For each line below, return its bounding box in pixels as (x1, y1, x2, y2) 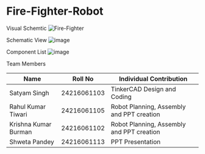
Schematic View (6, 36, 47, 43)
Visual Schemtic (6, 24, 47, 32)
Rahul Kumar (9, 102, 46, 111)
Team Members (6, 60, 46, 67)
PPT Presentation (110, 137, 160, 146)
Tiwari (9, 110, 27, 119)
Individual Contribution (118, 75, 188, 83)
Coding (110, 92, 132, 101)
